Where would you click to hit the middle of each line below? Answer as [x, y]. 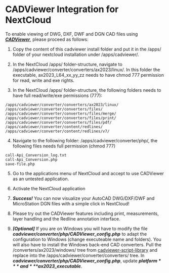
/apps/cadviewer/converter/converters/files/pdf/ [59, 122]
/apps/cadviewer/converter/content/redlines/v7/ [57, 131]
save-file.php [20, 164]
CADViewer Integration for [62, 9]
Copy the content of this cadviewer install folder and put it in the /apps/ [87, 49]
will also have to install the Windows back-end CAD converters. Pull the [87, 244]
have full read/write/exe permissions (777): [57, 95]
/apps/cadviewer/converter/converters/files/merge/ [61, 114]
